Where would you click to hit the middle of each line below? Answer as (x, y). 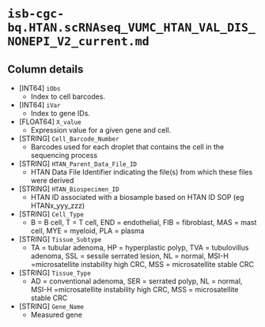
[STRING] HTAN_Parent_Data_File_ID (78, 163)
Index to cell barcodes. (68, 96)
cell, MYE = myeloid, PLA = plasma (87, 231)
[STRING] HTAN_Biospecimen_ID (69, 189)
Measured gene (56, 315)
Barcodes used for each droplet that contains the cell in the (127, 147)
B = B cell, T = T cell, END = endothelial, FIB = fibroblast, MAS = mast (144, 222)
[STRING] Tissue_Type (55, 272)
